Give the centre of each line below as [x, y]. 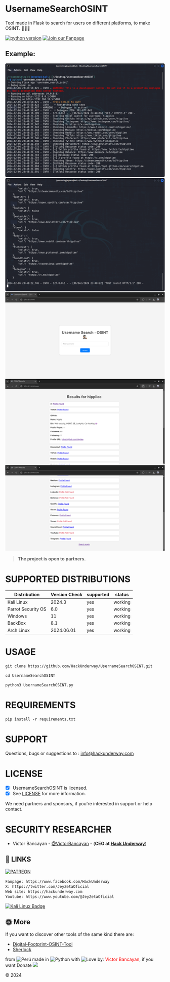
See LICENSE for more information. [49, 793]
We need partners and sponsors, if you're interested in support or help [79, 804]
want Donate [18, 965]
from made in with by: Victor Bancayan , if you [79, 959]
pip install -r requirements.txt [40, 719]
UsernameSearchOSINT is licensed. [50, 788]
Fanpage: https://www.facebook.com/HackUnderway [57, 881]
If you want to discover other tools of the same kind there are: [70, 934]
